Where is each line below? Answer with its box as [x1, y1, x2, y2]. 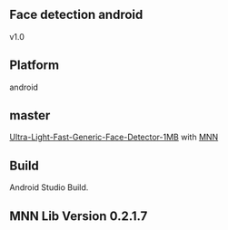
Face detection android [9, 7, 144, 23]
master [9, 108, 51, 123]
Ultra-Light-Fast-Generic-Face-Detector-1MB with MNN [9, 131, 219, 143]
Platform [9, 58, 60, 73]
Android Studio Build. [9, 182, 89, 193]
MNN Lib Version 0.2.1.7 [9, 208, 148, 224]
